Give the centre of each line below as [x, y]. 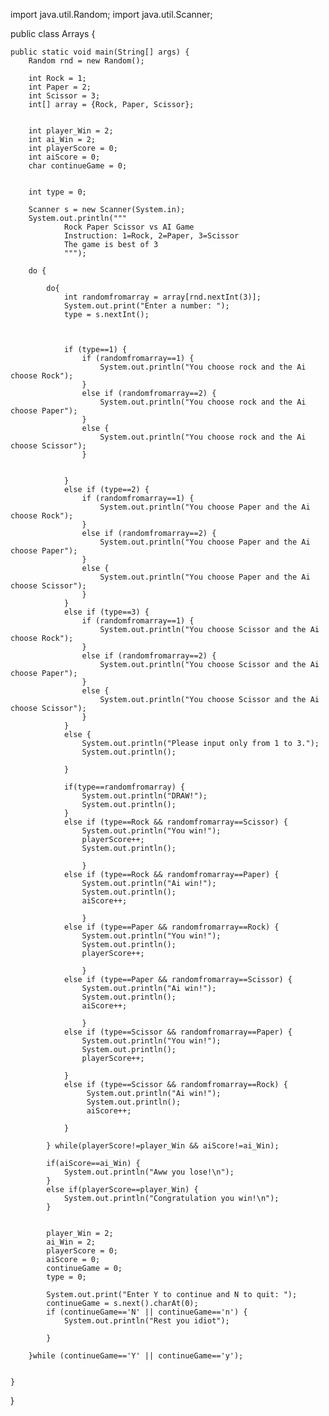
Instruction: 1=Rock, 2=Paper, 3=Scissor [151, 236]
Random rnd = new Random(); [86, 61]
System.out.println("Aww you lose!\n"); [149, 1172]
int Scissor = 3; [64, 96]
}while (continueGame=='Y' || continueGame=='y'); [136, 1356]
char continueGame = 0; [78, 166]
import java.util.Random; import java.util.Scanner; [111, 14]
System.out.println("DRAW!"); [144, 796]
